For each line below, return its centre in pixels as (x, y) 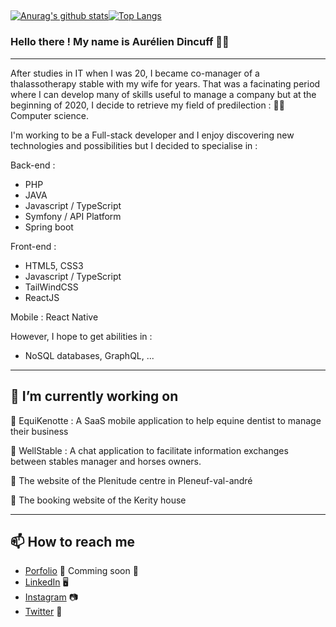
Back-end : (33, 165)
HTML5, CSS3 (54, 265)
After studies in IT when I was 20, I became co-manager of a (135, 73)
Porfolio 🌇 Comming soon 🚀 (81, 571)
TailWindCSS (51, 287)
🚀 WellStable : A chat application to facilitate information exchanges (149, 450)
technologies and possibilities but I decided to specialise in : (134, 145)
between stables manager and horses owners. (106, 461)
